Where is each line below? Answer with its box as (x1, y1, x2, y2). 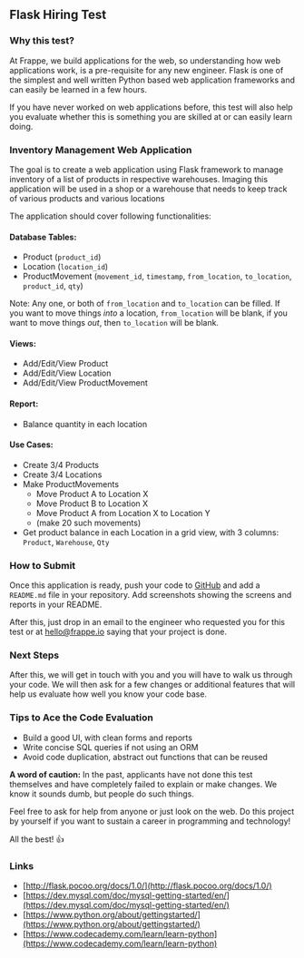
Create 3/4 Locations (22, 469, 103, 480)
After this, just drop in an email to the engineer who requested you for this (9, 617, 286, 628)
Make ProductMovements (22, 478, 120, 489)
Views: (9, 337, 36, 348)
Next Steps (9, 649, 60, 661)
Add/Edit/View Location (22, 367, 112, 379)
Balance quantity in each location (22, 418, 148, 429)
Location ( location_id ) (22, 261, 109, 272)
